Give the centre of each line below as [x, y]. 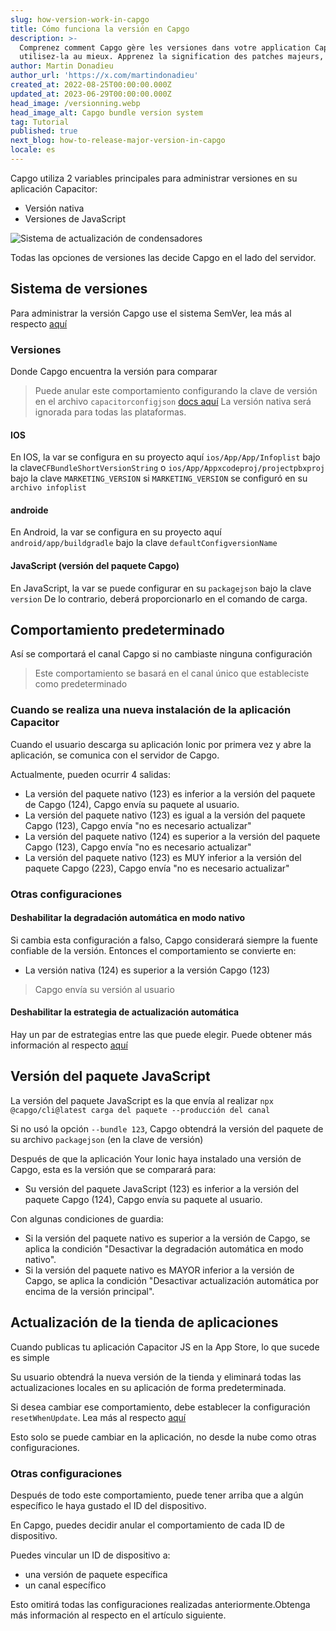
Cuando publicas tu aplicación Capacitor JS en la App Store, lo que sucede [165, 1347]
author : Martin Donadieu [62, 66]
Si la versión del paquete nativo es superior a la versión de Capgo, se [167, 1238]
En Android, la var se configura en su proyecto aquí [116, 532]
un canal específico [65, 1585]
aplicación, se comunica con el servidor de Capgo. [115, 755]
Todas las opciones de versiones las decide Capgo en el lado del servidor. [163, 257]
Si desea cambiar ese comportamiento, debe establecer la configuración [160, 1407]
